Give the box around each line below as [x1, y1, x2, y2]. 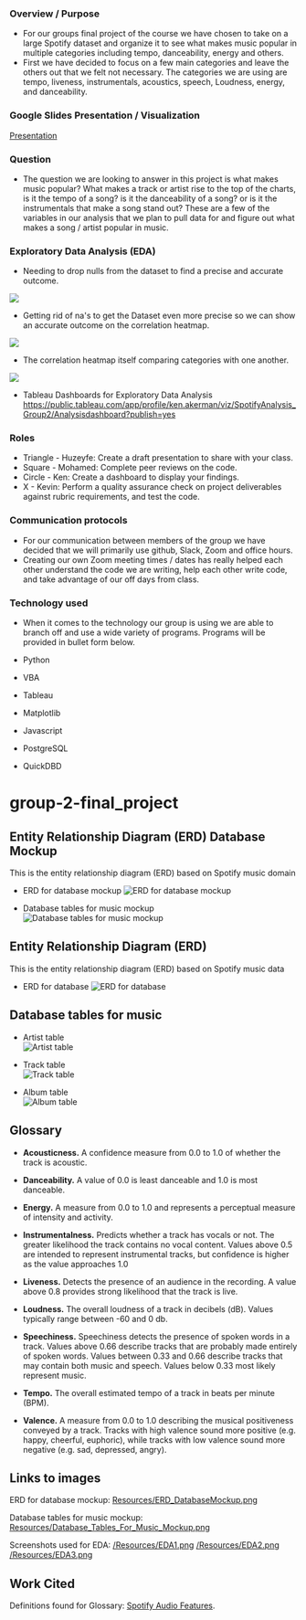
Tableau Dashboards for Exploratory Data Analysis [22, 389, 213, 400]
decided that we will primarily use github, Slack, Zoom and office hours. [22, 545, 293, 556]
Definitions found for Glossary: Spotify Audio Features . [9, 1600, 216, 1611]
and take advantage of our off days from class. [22, 574, 199, 585]
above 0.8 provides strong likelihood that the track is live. [22, 1286, 238, 1297]
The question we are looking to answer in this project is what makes [22, 173, 279, 185]
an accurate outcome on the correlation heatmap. [22, 320, 210, 331]
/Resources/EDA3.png [9, 1550, 93, 1561]
